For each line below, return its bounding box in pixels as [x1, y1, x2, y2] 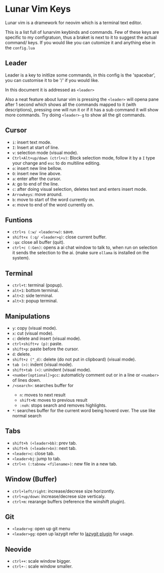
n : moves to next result [19, 392, 66, 398]
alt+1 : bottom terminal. [12, 287, 59, 293]
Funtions [5, 216, 33, 224]
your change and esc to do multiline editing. [12, 160, 101, 166]
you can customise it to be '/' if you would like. [5, 77, 99, 83]
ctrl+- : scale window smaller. [12, 563, 73, 570]
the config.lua [5, 45, 35, 51]
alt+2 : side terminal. [12, 293, 54, 299]
